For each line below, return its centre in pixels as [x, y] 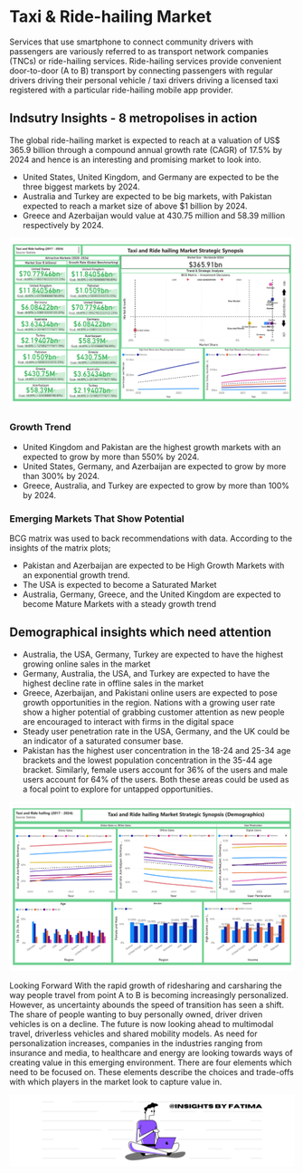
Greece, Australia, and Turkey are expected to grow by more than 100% [156, 486]
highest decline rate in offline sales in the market [113, 683]
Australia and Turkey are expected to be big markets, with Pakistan [147, 196]
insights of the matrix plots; [60, 548]
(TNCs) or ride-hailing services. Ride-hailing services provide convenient [146, 61]
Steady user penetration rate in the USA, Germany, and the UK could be [156, 731]
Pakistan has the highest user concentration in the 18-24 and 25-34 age [156, 750]
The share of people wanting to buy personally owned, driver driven [136, 1014]
